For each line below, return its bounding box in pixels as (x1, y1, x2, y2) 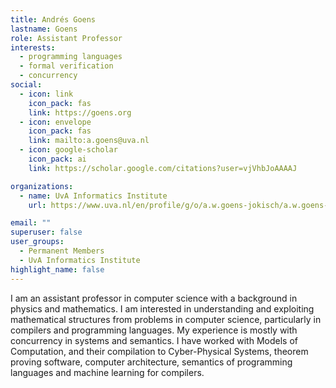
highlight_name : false (10, 264, 105, 275)
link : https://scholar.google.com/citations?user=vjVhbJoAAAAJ (28, 163, 298, 173)
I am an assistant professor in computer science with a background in (10, 292, 298, 304)
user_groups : (10, 237, 65, 247)
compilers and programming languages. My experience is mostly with (10, 324, 298, 336)
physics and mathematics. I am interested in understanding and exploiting (10, 302, 315, 315)
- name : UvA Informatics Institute (19, 191, 168, 201)
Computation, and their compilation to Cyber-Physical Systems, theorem (10, 345, 309, 357)
